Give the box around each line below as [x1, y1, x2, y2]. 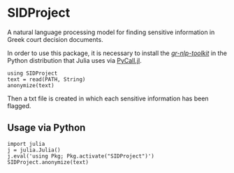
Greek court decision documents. [7, 35, 103, 43]
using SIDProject [7, 70, 58, 77]
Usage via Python [7, 122, 86, 134]
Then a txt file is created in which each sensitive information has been [7, 94, 209, 103]
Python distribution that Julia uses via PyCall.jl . [7, 56, 142, 64]
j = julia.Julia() [7, 146, 61, 153]
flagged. [7, 101, 31, 110]
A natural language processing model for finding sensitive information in [7, 28, 215, 36]
